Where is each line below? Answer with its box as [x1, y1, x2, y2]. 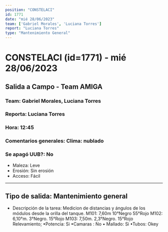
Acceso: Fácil [12, 173, 40, 179]
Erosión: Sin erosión [12, 168, 54, 174]
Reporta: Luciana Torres [5, 111, 65, 118]
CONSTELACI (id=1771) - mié [5, 52, 126, 63]
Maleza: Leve [12, 162, 40, 168]
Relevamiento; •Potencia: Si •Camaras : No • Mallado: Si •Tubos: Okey [12, 221, 158, 227]
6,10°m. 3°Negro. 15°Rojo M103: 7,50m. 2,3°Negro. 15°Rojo [12, 216, 133, 222]
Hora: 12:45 [5, 124, 34, 131]
